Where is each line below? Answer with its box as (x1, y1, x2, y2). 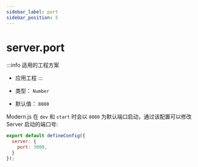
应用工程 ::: (15, 74, 43, 82)
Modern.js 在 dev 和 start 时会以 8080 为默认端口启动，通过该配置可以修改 (6, 113, 192, 120)
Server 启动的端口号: (6, 121, 58, 128)
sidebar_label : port (6, 9, 59, 15)
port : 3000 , (17, 144, 47, 151)
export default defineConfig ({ (6, 133, 86, 139)
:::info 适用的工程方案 (6, 61, 60, 69)
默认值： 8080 (15, 100, 50, 107)
